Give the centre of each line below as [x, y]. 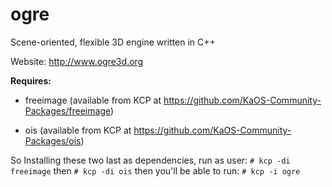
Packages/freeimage [67, 110]
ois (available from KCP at [78, 130]
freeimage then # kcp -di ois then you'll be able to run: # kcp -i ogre [155, 170]
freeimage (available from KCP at [93, 100]
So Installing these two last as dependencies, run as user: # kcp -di [150, 160]
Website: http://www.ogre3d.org [77, 61]
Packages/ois [53, 140]
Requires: [31, 80]
